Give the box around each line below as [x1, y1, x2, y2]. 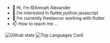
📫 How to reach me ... [12, 21, 58, 27]
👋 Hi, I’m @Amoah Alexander [12, 5, 71, 10]
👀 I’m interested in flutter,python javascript [12, 10, 99, 16]
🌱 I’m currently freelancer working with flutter [12, 15, 105, 21]
